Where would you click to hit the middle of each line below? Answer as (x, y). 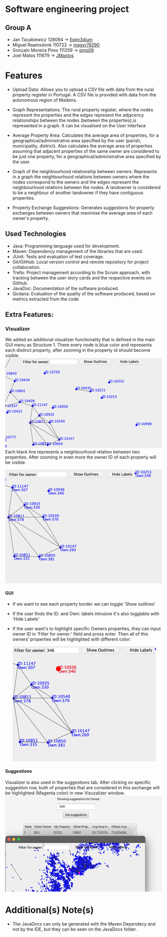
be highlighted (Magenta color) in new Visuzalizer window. (65, 793)
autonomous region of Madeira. (44, 100)
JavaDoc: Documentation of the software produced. (66, 288)
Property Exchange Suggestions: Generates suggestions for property (83, 208)
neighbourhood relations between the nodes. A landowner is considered (86, 187)
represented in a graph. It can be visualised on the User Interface (79, 125)
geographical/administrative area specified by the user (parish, (77, 140)
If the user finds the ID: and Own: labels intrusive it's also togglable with (86, 614)
